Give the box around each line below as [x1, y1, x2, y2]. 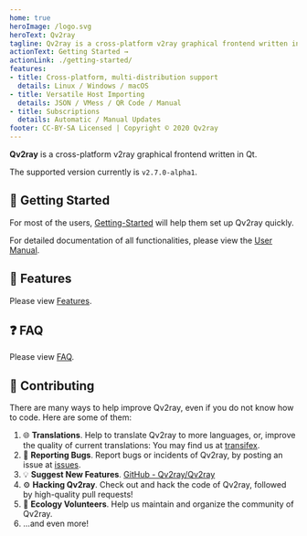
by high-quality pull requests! [22, 489, 134, 500]
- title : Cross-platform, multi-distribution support [9, 73, 219, 82]
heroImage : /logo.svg [9, 22, 92, 31]
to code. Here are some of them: [9, 412, 132, 423]
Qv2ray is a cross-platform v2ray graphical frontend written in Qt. [9, 149, 258, 160]
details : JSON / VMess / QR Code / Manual [17, 98, 182, 108]
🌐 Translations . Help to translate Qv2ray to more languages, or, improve [22, 430, 296, 441]
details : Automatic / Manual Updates [17, 115, 162, 124]
